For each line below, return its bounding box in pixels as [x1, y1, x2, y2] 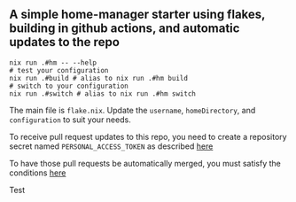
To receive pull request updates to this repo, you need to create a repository [9, 131, 287, 142]
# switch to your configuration [9, 82, 129, 90]
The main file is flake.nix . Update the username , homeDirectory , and [9, 105, 256, 115]
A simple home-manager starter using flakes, [9, 7, 266, 22]
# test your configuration [9, 66, 109, 74]
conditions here [9, 167, 66, 178]
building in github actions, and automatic [9, 21, 240, 36]
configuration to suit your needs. [9, 114, 131, 125]
